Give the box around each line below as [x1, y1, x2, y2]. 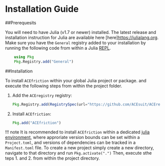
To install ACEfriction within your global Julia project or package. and [5, 77, 147, 83]
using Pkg [14, 54, 34, 60]
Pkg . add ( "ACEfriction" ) [12, 120, 62, 125]
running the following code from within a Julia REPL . [5, 45, 111, 51]
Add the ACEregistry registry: [12, 92, 72, 98]
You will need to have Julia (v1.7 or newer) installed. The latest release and [5, 29, 156, 35]
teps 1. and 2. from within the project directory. [5, 155, 100, 161]
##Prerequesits [5, 20, 36, 26]
